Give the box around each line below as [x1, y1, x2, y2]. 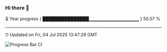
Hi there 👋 [5, 4, 30, 11]
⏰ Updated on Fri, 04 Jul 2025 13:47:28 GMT [5, 32, 98, 38]
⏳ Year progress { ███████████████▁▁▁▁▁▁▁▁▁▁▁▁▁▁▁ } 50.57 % [5, 16, 161, 22]
